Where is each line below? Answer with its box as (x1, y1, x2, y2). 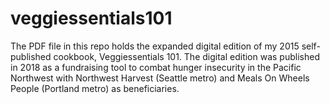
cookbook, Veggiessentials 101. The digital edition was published (53, 50, 320, 62)
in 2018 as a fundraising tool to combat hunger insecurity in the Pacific (10, 61, 302, 73)
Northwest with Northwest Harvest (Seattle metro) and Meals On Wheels (10, 72, 310, 84)
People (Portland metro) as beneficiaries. (10, 82, 180, 94)
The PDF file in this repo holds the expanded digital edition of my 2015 (10, 40, 300, 52)
